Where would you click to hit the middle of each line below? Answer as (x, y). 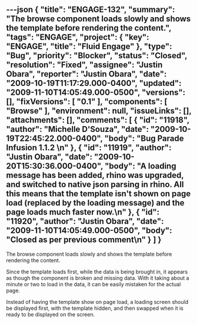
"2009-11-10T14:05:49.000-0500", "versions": (96, 93)
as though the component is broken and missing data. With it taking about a (98, 278)
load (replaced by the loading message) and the (95, 203)
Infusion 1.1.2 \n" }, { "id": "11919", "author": (89, 148)
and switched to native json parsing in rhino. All (95, 185)
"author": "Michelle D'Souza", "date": (77, 129)
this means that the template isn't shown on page (98, 194)
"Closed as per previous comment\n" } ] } (84, 240)
